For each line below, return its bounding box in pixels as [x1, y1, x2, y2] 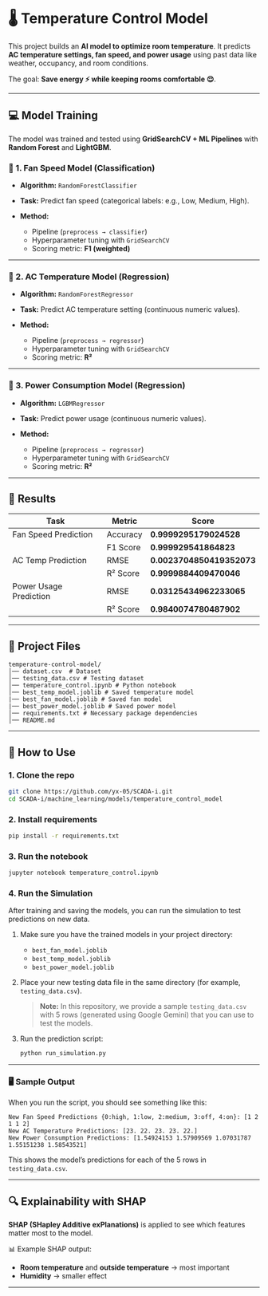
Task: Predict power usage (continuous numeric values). [19, 413, 207, 423]
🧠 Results [8, 492, 56, 506]
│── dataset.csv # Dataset [8, 668, 102, 676]
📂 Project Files [8, 639, 81, 653]
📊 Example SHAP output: [8, 1244, 92, 1254]
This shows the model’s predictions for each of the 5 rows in [8, 1155, 207, 1164]
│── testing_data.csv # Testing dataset [8, 675, 145, 683]
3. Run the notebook [8, 850, 89, 861]
